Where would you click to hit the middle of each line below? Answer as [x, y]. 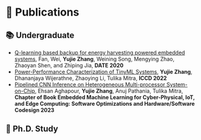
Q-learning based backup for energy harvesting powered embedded [100, 53]
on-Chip [25, 91]
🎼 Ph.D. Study [32, 129]
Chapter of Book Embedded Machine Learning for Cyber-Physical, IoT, [104, 97]
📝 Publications [43, 12]
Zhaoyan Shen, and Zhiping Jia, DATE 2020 [69, 65]
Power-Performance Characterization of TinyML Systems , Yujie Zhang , [103, 72]
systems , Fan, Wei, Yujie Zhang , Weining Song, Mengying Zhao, [94, 59]
